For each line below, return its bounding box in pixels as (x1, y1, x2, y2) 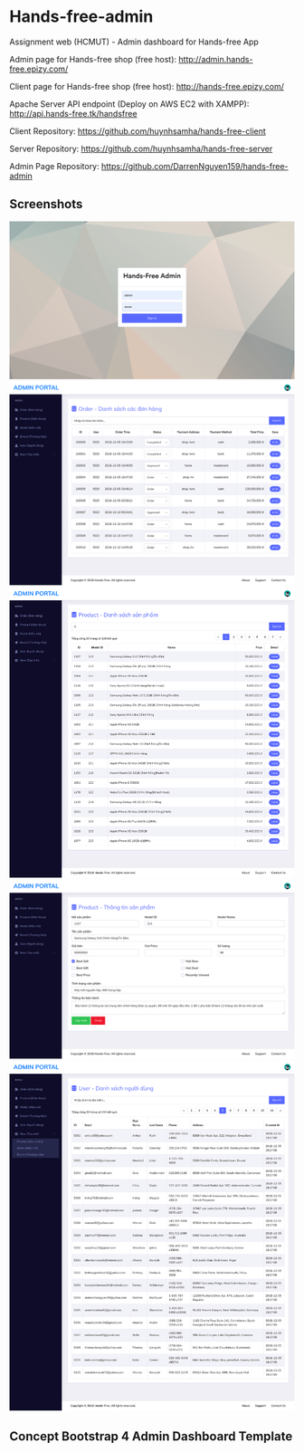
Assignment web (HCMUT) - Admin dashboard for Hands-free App (9, 36, 260, 47)
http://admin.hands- (178, 53, 253, 64)
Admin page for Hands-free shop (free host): (9, 53, 177, 64)
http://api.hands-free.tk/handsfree (9, 108, 138, 119)
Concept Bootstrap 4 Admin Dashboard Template (9, 1428, 293, 1444)
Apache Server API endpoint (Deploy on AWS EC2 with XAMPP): (9, 98, 250, 110)
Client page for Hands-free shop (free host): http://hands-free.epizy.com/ (9, 81, 285, 91)
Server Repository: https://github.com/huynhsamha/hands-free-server (9, 143, 273, 154)
